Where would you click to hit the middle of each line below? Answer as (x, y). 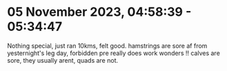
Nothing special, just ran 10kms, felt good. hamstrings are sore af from (107, 45)
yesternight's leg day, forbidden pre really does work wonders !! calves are (114, 53)
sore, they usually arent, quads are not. (63, 60)
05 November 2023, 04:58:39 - (99, 12)
